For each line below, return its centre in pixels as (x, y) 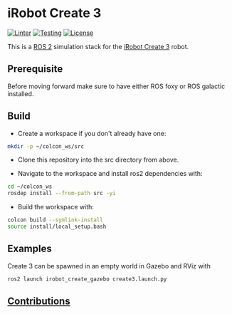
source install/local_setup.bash (57, 227)
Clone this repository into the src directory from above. (98, 160)
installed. (21, 93)
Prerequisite (35, 69)
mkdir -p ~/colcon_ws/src (46, 146)
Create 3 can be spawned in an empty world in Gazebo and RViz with (109, 266)
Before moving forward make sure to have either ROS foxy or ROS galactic (116, 86)
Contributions (39, 302)
